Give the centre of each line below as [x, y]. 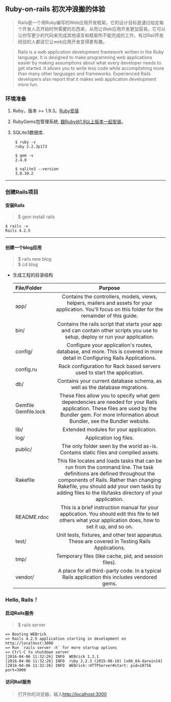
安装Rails [15, 205]
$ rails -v [17, 227]
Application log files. [109, 438]
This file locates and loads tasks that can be [110, 461]
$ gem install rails [36, 217]
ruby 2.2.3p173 [31, 147]
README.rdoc [32, 517]
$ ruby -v [25, 142]
